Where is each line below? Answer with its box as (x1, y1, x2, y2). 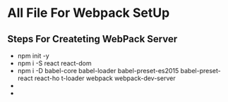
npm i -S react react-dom (17, 59, 92, 68)
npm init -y (17, 51, 49, 60)
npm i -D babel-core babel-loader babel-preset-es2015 (17, 67, 179, 75)
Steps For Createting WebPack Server (7, 33, 178, 45)
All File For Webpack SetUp (7, 5, 170, 21)
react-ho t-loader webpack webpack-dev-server (34, 74, 176, 82)
